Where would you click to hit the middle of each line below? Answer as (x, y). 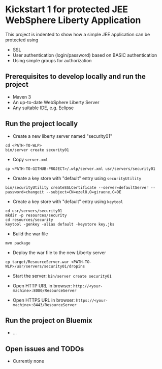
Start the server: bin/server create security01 (62, 276)
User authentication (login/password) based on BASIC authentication (85, 55)
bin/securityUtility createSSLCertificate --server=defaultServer (77, 187)
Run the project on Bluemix (49, 320)
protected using (22, 40)
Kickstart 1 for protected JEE (67, 9)
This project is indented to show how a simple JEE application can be (78, 34)
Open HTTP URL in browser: (42, 286)
